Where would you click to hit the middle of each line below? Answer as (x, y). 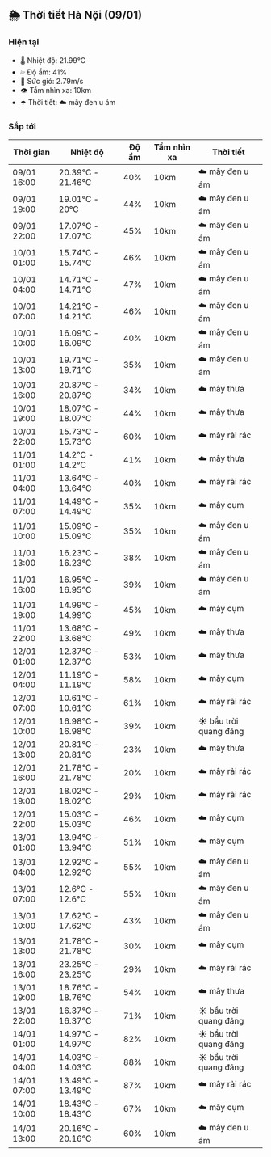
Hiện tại (24, 42)
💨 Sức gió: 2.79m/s (52, 81)
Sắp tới (22, 126)
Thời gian (32, 152)
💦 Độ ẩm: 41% (43, 72)
